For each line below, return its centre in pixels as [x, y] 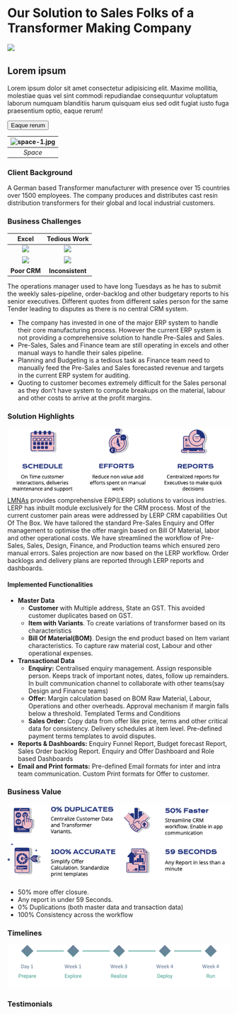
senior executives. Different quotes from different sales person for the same [118, 301]
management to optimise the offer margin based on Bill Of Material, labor [114, 530]
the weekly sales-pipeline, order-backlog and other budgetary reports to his [118, 294]
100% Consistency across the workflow [75, 914]
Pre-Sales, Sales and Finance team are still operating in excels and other [123, 345]
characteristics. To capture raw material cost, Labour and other [120, 645]
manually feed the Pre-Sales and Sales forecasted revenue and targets [121, 368]
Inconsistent [68, 270]
